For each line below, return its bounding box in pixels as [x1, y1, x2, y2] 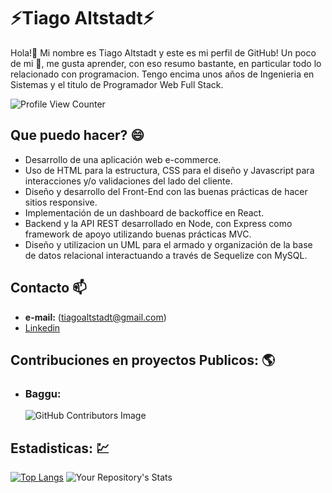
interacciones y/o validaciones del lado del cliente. [24, 175, 233, 187]
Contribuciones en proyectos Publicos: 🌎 [10, 351, 276, 369]
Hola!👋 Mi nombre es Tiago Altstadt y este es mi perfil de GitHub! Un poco [10, 46, 317, 59]
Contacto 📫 [10, 280, 87, 297]
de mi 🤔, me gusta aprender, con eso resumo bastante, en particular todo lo [10, 57, 322, 69]
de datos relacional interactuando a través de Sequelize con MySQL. [24, 249, 308, 261]
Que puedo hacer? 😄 [10, 127, 145, 144]
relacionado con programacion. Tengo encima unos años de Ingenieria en [10, 68, 315, 80]
